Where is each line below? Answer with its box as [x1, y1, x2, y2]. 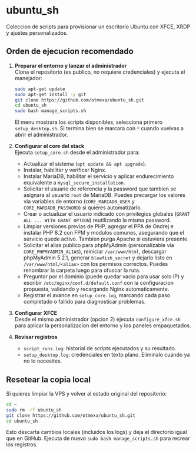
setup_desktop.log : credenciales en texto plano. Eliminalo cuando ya [23, 351, 190, 358]
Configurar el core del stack [14, 143, 85, 150]
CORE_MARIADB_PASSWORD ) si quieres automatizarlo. [23, 204, 142, 211]
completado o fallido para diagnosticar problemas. [23, 298, 146, 305]
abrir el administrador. [14, 131, 68, 139]
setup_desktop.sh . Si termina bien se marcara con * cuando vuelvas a [14, 125, 184, 132]
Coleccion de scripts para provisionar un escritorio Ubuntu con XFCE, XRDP [6, 23, 191, 30]
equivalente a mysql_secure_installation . [23, 179, 125, 186]
